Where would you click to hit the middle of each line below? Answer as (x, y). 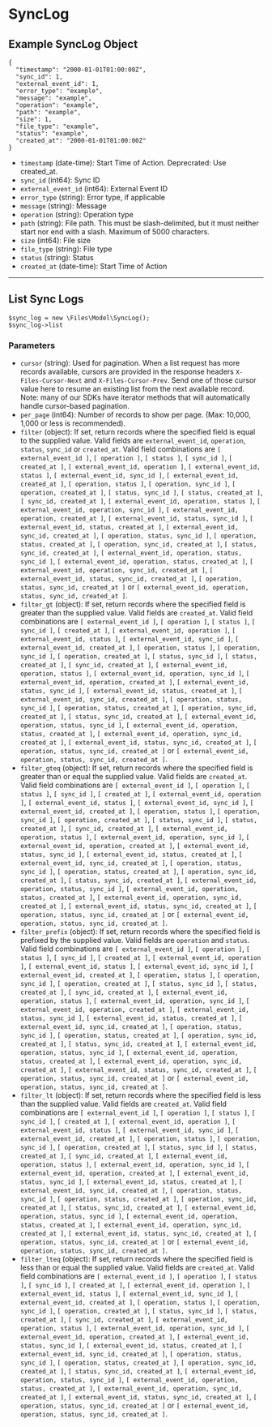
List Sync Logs (46, 300)
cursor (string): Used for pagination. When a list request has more (130, 363)
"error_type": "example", (59, 91)
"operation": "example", (57, 105)
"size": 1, (34, 119)
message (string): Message (63, 206)
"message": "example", (54, 98)
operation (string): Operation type (76, 214)
